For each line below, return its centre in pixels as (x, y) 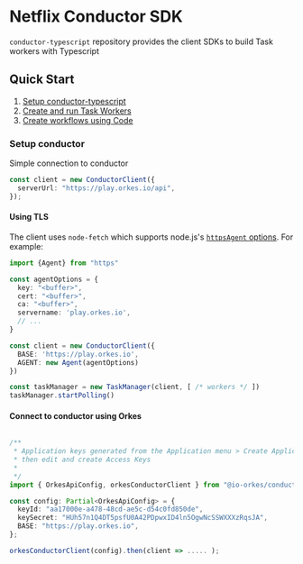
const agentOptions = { (54, 279)
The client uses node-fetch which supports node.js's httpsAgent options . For (151, 237)
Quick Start (42, 80)
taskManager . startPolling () (62, 396)
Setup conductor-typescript (74, 101)
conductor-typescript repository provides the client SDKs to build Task (141, 41)
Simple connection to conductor (69, 163)
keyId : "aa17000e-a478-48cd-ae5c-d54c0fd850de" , (110, 509)
